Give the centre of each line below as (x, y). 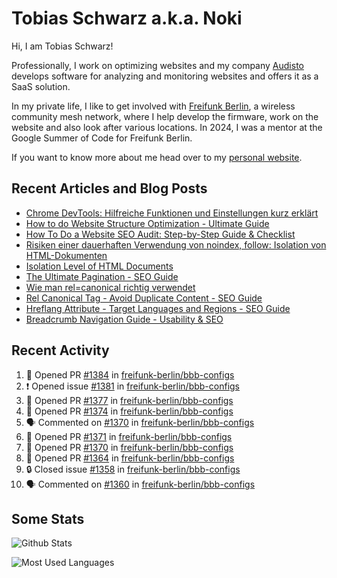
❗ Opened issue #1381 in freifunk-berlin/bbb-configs (133, 386)
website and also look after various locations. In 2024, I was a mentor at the (167, 127)
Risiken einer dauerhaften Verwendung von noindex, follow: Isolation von (176, 244)
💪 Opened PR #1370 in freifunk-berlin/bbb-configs (129, 447)
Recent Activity (60, 350)
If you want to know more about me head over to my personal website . (157, 157)
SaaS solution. (41, 86)
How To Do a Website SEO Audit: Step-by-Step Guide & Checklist (160, 234)
